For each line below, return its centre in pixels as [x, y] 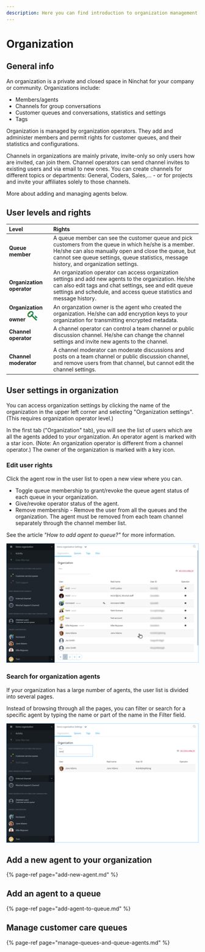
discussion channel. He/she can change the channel [119, 335]
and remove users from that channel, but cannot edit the [124, 363]
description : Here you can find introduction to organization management [102, 13]
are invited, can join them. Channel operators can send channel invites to [98, 162]
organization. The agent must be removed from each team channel [99, 516]
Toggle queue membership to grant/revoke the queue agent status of [102, 490]
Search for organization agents [53, 677]
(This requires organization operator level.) [60, 418]
